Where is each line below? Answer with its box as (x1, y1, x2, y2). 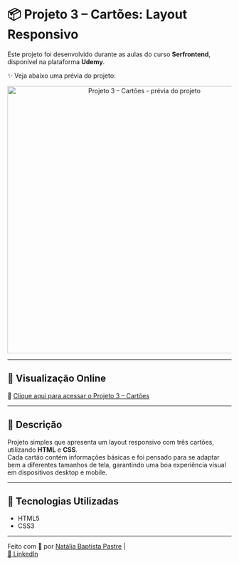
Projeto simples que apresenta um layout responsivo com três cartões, (7, 437, 215, 446)
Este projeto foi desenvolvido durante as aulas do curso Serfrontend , (7, 50, 211, 58)
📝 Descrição (7, 419, 63, 431)
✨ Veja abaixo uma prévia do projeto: (7, 71, 116, 80)
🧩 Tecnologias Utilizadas (7, 495, 119, 507)
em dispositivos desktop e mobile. (7, 468, 108, 477)
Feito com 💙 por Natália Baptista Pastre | (7, 542, 126, 551)
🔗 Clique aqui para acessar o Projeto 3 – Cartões (7, 391, 150, 400)
